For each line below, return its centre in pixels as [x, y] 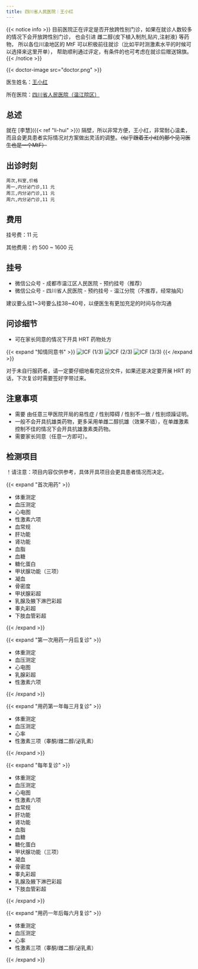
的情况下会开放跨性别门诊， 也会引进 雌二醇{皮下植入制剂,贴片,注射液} [92, 37]
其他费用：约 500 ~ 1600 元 [40, 247]
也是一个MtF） [29, 145]
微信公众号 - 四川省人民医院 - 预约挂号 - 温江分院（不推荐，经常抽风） [100, 291]
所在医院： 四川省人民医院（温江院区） [53, 94]
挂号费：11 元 [22, 235]
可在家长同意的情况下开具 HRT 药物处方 [63, 339]
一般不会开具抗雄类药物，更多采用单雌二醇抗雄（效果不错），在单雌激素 [102, 421]
